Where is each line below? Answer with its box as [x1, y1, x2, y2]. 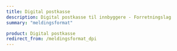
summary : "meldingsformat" [6, 20, 73, 26]
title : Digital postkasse [6, 8, 70, 15]
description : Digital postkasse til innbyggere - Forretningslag [6, 14, 171, 20]
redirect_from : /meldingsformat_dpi [6, 36, 97, 42]
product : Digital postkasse [6, 30, 76, 36]
